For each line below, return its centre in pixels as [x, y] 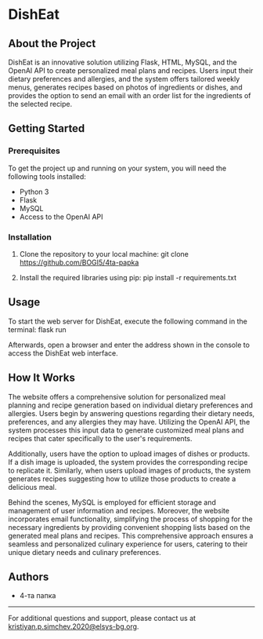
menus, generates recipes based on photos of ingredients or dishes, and [125, 87]
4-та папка [38, 596]
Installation [30, 237]
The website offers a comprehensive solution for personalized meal [117, 396]
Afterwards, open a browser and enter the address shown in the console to [129, 345]
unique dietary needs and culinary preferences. [85, 552]
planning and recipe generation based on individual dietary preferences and [130, 405]
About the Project [52, 44]
